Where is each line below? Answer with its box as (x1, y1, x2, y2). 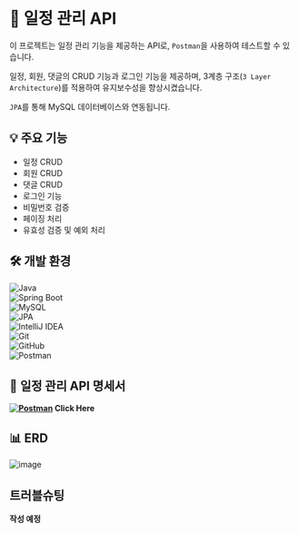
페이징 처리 (22, 212, 63, 223)
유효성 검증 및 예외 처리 (22, 224, 106, 235)
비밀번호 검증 (22, 202, 70, 212)
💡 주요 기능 (9, 131, 68, 146)
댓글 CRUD (22, 179, 64, 190)
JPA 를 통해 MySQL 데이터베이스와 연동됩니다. (9, 101, 171, 112)
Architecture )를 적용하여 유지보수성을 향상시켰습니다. (9, 82, 203, 93)
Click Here (54, 403, 95, 414)
